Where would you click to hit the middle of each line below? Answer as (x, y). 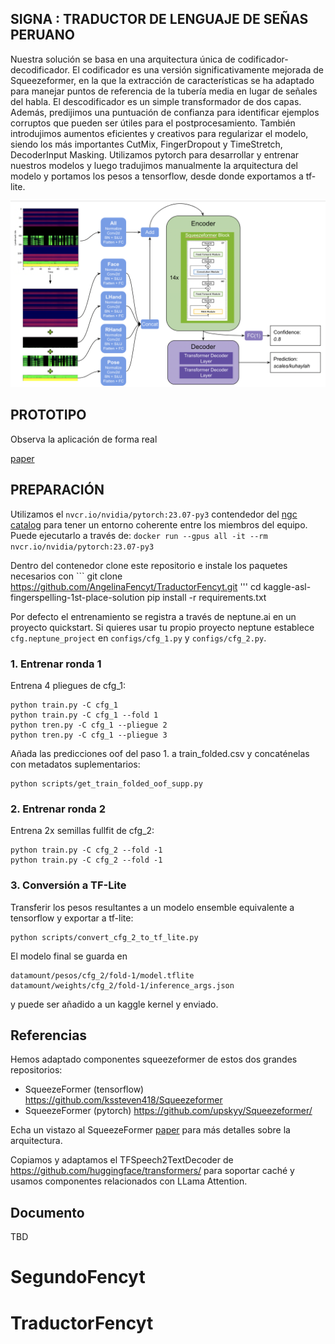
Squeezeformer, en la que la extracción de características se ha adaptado (162, 80)
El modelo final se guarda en (69, 956)
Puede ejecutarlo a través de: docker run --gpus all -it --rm (139, 535)
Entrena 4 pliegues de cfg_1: (68, 685)
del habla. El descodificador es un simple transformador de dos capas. (156, 101)
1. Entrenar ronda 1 (56, 664)
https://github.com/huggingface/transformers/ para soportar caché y (152, 1171)
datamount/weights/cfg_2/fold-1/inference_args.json (122, 985)
